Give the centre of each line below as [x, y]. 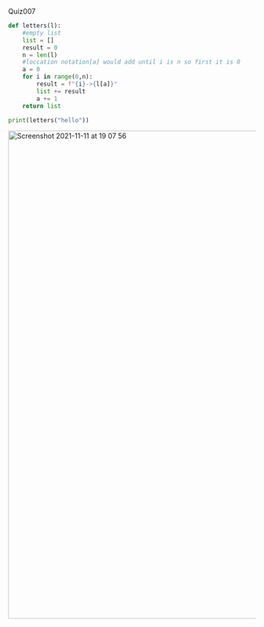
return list [42, 106]
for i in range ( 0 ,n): [57, 77]
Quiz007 [22, 11]
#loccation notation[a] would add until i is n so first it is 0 [132, 62]
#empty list [42, 33]
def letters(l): [35, 26]
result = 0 [40, 47]
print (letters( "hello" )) [49, 120]
